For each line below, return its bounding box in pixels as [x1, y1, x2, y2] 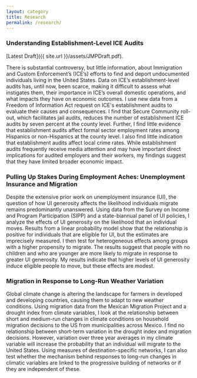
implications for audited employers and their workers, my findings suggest [6, 152, 186, 159]
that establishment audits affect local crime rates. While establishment [6, 139, 176, 146]
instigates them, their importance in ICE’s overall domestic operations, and [6, 89, 186, 96]
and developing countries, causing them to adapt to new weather [6, 297, 164, 304]
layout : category [6, 8, 49, 15]
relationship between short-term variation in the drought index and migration [6, 328, 192, 335]
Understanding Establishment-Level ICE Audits [6, 39, 144, 47]
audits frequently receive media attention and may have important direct [6, 145, 181, 152]
